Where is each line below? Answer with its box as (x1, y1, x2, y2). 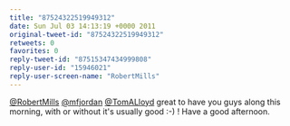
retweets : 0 (9, 38, 54, 48)
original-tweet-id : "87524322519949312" (9, 30, 165, 39)
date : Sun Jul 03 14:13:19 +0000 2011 (9, 22, 156, 31)
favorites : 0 (9, 47, 59, 56)
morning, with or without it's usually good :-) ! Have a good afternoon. (9, 105, 270, 117)
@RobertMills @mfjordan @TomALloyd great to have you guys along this (9, 96, 281, 107)
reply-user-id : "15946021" (9, 64, 111, 73)
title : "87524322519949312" (9, 13, 116, 22)
